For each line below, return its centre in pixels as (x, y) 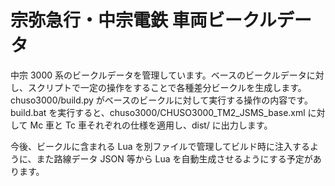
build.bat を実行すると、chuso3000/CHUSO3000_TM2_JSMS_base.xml (158, 112)
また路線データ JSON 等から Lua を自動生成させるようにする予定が (174, 158)
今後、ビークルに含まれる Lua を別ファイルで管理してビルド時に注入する (160, 146)
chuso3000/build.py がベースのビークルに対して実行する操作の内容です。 (161, 100)
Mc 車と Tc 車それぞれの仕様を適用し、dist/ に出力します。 (151, 125)
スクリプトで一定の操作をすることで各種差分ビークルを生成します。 (167, 87)
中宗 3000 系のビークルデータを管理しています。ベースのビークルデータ (158, 75)
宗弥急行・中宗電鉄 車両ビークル (143, 20)
